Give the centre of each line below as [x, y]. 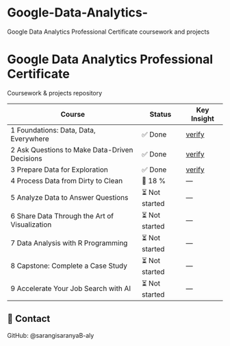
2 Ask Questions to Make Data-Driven [72, 150]
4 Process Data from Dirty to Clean [67, 181]
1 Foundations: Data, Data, [53, 130]
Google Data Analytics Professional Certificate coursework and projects [108, 32]
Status [161, 114]
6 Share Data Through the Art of [62, 216]
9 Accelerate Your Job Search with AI [71, 288]
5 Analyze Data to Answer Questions [69, 198]
